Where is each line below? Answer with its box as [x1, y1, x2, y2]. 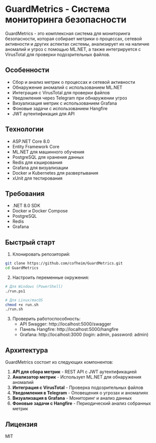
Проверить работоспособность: [12, 316, 81, 322]
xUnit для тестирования [12, 175, 63, 181]
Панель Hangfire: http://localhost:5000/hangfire [19, 326, 119, 332]
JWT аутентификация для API [12, 111, 75, 117]
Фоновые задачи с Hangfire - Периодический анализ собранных [12, 400, 151, 406]
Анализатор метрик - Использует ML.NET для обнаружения [12, 374, 142, 380]
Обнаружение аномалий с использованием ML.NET [12, 84, 123, 90]
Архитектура [5, 346, 49, 354]
